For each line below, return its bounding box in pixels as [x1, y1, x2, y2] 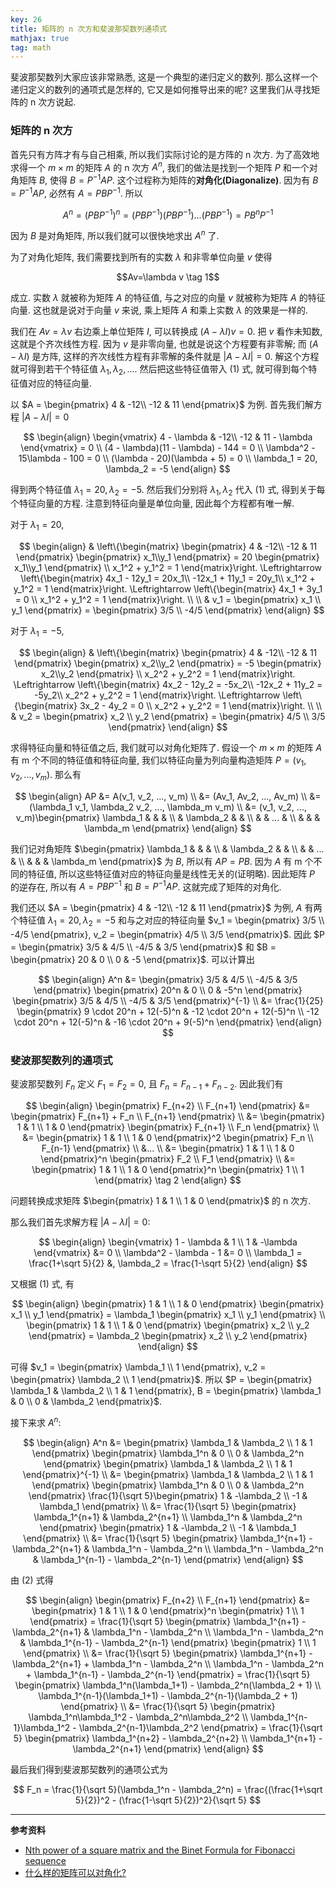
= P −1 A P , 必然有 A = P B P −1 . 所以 [10, 185, 143, 199]
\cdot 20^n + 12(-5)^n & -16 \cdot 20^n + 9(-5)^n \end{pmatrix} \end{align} [13, 1016, 323, 1028]
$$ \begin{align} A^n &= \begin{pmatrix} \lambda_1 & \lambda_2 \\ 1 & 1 [23, 1436, 313, 1448]
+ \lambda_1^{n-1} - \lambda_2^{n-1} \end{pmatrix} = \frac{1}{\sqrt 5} [25, 1668, 311, 1680]
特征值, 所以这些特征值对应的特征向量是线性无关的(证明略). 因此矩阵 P [27, 867, 316, 880]
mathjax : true [10, 33, 70, 43]
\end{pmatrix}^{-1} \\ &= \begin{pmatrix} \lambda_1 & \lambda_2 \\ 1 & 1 [22, 1468, 314, 1480]
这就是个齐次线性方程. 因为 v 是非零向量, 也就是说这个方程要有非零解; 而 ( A [10, 337, 319, 350]
